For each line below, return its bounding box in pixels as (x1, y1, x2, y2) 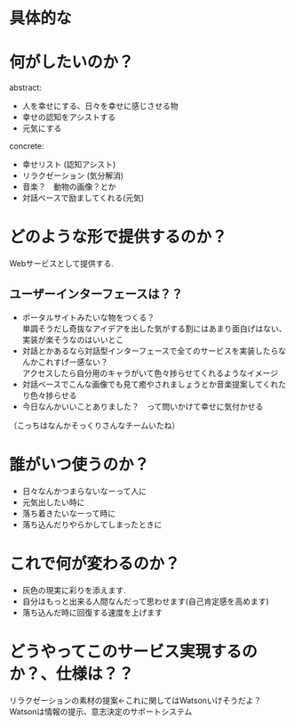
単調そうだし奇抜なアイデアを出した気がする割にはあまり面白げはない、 (21, 322, 287, 334)
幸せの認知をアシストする (21, 112, 116, 123)
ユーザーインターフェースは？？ (9, 287, 184, 302)
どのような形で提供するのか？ (9, 227, 228, 248)
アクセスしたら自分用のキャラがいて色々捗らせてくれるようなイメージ (21, 367, 278, 379)
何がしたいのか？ (9, 53, 135, 72)
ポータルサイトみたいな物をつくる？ (21, 312, 155, 322)
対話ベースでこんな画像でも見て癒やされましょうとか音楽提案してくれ (21, 379, 279, 389)
